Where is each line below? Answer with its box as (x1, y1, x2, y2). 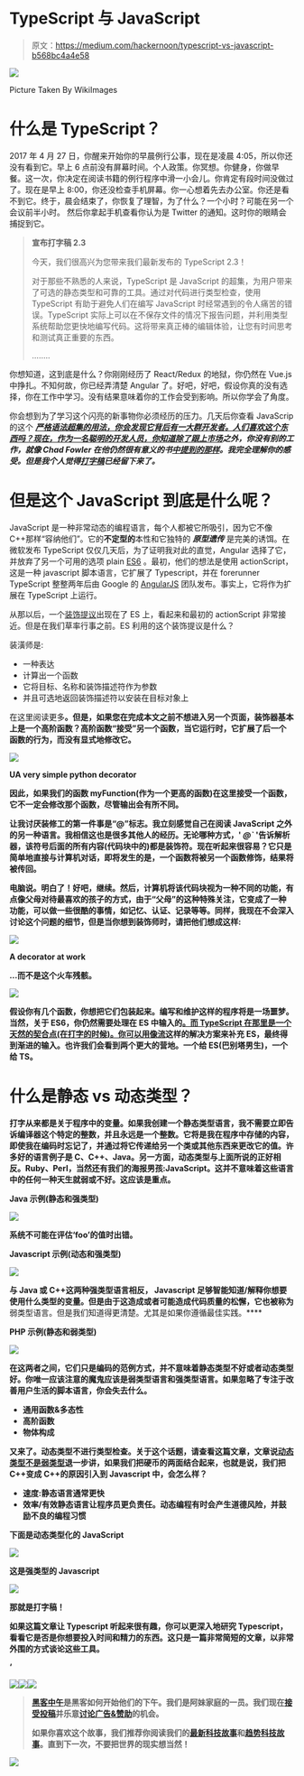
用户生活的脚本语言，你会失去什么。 (16, 1384, 152, 1395)
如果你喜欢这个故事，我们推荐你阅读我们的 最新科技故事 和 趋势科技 (31, 1727, 277, 1738)
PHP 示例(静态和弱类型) (9, 1326, 97, 1337)
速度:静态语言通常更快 (22, 1487, 106, 1498)
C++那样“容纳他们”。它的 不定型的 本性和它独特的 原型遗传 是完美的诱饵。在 (9, 533, 290, 544)
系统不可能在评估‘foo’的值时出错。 (9, 1229, 138, 1240)
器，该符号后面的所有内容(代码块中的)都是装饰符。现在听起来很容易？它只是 (9, 840, 292, 851)
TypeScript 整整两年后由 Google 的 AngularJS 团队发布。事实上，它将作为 (9, 578, 284, 589)
